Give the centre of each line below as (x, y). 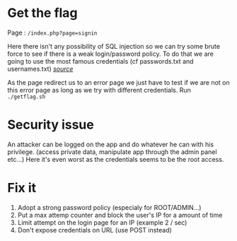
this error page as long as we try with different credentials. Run (99, 90)
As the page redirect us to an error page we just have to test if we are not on (118, 82)
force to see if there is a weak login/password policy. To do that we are (110, 54)
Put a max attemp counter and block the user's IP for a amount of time (120, 215)
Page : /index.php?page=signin (52, 33)
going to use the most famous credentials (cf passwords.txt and (100, 61)
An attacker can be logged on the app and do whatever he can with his (111, 144)
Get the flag (42, 13)
